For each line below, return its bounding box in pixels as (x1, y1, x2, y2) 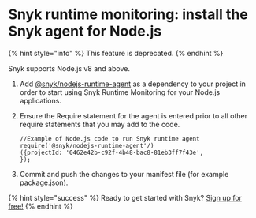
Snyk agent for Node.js (8, 22, 162, 40)
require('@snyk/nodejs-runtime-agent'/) (19, 141, 154, 149)
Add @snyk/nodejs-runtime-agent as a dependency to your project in (19, 79, 247, 88)
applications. (19, 96, 61, 105)
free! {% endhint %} (8, 201, 73, 211)
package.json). (19, 178, 69, 187)
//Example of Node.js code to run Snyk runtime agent (19, 134, 200, 143)
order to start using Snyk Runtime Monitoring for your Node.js (19, 87, 221, 96)
